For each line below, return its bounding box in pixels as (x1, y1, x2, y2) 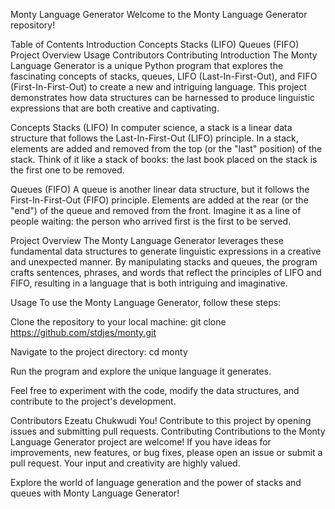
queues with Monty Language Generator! (10, 487, 180, 499)
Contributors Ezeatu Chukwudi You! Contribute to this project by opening (10, 415, 312, 426)
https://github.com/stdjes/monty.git (10, 327, 157, 338)
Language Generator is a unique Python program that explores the (10, 60, 284, 71)
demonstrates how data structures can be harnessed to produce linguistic (10, 92, 316, 103)
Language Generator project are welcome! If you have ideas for (10, 436, 272, 448)
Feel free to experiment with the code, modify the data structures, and (10, 385, 300, 396)
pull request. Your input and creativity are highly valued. (10, 457, 241, 469)
